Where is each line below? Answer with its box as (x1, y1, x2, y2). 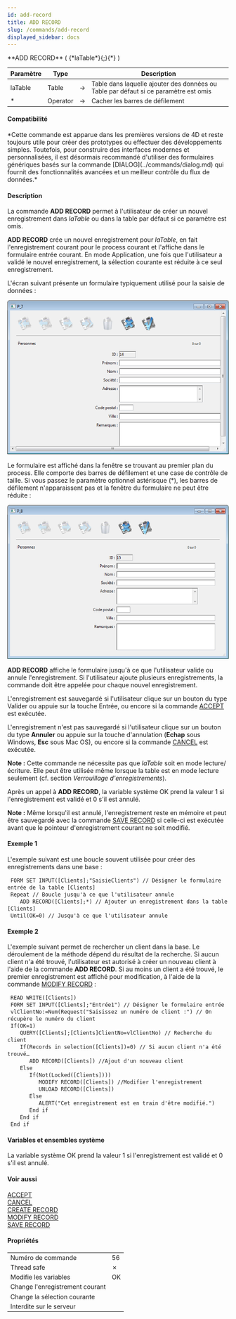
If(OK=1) (10, 1022, 37, 1029)
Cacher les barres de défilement (91, 97, 185, 105)
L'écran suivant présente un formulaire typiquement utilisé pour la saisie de (7, 279, 225, 287)
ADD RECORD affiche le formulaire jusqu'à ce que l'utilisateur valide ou (7, 665, 214, 674)
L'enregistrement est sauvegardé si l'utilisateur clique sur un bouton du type (7, 694, 228, 703)
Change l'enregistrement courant (10, 1282, 106, 1291)
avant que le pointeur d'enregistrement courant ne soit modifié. (7, 823, 190, 832)
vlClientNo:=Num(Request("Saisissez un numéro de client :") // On (10, 1008, 212, 1015)
